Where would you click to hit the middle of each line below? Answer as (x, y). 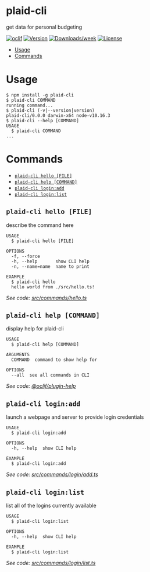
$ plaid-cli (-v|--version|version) (50, 110)
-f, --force (26, 256)
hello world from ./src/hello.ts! (53, 287)
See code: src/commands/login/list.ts (51, 563)
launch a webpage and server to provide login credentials (75, 417)
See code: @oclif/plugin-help (41, 386)
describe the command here (40, 225)
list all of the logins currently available (51, 506)
